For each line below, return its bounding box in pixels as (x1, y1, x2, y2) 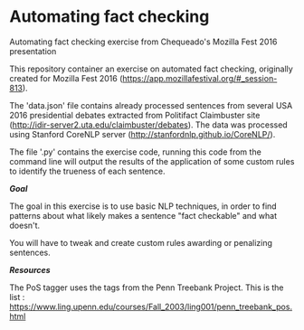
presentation (9, 45, 57, 56)
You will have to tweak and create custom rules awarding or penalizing (9, 237, 273, 248)
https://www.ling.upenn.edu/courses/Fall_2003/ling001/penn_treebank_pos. (9, 301, 292, 312)
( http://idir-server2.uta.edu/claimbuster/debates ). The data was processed (9, 119, 288, 130)
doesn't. (9, 220, 41, 231)
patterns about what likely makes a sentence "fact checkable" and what (9, 210, 278, 221)
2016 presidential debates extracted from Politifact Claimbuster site (9, 109, 261, 120)
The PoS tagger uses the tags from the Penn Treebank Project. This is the (9, 282, 284, 293)
